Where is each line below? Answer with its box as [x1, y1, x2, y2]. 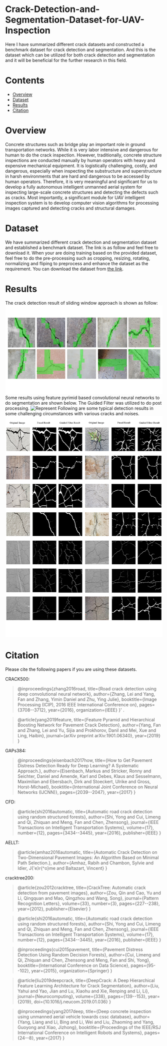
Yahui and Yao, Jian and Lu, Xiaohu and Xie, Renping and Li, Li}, [17, 988, 149, 994]
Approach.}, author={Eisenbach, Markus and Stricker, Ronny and [17, 768, 151, 774]
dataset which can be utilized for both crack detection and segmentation [5, 52, 155, 58]
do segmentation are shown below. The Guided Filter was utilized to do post [5, 400, 162, 406]
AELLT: [5, 839, 20, 846]
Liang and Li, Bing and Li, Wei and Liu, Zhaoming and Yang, [32, 1019, 154, 1025]
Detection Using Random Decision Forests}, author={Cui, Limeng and [17, 952, 160, 958]
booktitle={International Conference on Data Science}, [17, 962, 130, 968]
